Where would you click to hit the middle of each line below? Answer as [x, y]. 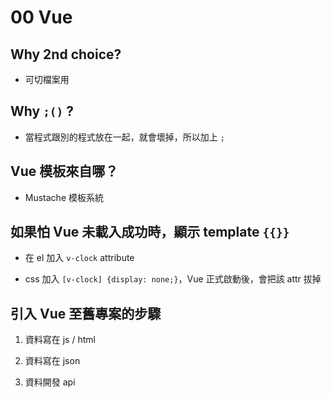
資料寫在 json [52, 361]
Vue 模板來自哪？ [64, 171]
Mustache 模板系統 [64, 197]
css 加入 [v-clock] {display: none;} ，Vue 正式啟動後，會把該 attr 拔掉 [173, 279]
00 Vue [41, 17]
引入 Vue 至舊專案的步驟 [86, 313]
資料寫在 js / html [60, 340]
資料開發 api [50, 382]
